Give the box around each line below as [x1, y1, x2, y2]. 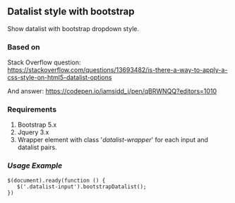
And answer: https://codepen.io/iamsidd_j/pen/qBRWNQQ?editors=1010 [7, 87, 217, 95]
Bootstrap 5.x [17, 120, 57, 129]
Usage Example [7, 161, 63, 170]
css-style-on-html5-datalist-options [7, 74, 112, 82]
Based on [7, 42, 40, 52]
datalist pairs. [17, 143, 58, 151]
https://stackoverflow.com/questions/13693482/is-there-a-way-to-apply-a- [7, 66, 228, 74]
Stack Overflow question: [7, 58, 81, 66]
